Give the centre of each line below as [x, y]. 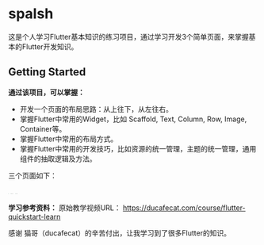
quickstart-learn [34, 216]
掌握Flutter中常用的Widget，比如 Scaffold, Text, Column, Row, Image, [133, 119]
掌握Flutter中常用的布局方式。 [69, 139]
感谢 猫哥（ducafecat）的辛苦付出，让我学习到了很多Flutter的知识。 [120, 233]
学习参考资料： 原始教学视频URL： [65, 208]
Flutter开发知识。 [50, 46]
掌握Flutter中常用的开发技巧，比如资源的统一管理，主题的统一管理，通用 [138, 148]
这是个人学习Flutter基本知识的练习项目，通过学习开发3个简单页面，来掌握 [129, 36]
